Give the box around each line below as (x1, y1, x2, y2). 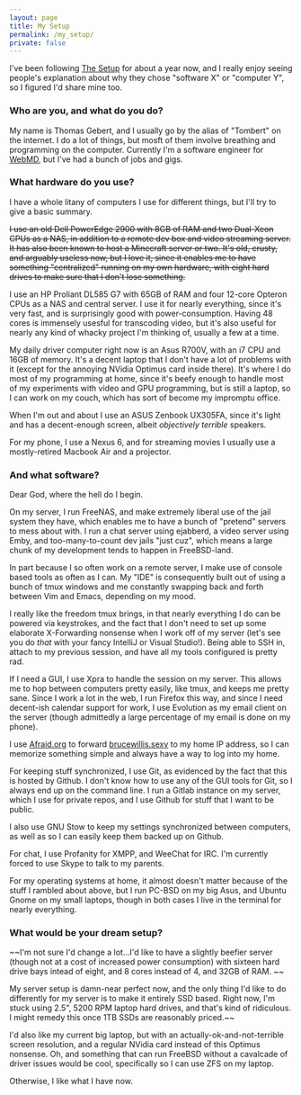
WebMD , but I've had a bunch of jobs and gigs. (9, 154, 183, 165)
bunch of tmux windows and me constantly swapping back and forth (9, 581, 264, 592)
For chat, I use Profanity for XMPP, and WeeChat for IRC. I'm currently (9, 848, 269, 859)
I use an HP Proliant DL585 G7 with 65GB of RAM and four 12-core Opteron (9, 289, 288, 300)
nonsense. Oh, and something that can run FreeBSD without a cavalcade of (9, 1049, 288, 1060)
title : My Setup (9, 22, 70, 31)
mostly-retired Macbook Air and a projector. (9, 446, 172, 457)
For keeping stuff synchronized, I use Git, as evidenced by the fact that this (9, 766, 288, 776)
